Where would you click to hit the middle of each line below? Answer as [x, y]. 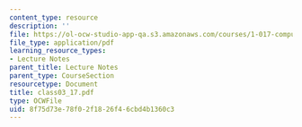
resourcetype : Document [54, 84]
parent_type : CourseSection [62, 76]
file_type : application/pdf [62, 42]
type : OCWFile [36, 101]
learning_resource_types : [58, 51]
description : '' [40, 26]
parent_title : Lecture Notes [64, 68]
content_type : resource [54, 17]
